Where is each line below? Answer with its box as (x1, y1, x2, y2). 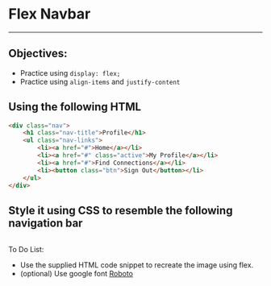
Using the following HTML (8, 100, 142, 114)
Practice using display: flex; (19, 68, 121, 77)
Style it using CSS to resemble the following (8, 203, 233, 218)
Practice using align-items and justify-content (19, 77, 181, 86)
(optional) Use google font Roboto (19, 269, 133, 279)
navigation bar (8, 216, 83, 230)
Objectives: (8, 47, 68, 60)
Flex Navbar (8, 5, 91, 23)
